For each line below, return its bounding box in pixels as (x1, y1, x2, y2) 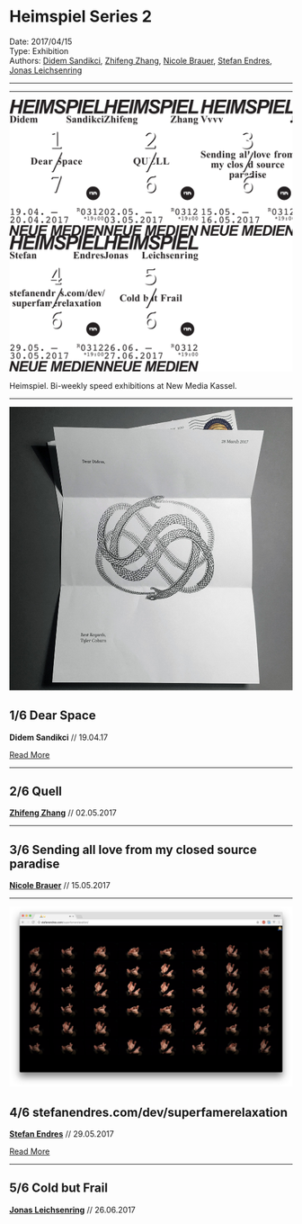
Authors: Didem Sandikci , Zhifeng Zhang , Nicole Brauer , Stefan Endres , (9, 55, 272, 66)
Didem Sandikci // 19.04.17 (9, 732, 109, 742)
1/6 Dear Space (9, 708, 96, 724)
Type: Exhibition (9, 45, 69, 56)
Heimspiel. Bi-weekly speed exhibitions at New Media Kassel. (9, 380, 237, 391)
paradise (9, 856, 60, 871)
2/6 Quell (9, 783, 63, 798)
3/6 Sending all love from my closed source (9, 841, 258, 857)
